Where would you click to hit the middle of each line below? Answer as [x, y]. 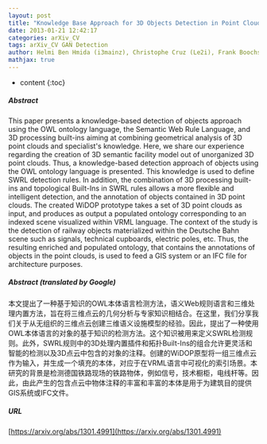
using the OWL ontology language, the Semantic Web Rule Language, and [129, 129]
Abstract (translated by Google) [62, 282]
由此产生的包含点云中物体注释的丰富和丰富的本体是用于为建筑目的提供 [137, 383]
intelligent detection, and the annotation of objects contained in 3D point [127, 196]
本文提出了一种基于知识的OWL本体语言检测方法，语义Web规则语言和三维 [128, 303]
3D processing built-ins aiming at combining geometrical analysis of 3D [125, 137]
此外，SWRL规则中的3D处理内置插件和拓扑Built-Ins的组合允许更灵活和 [137, 343]
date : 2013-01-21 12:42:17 [53, 30]
